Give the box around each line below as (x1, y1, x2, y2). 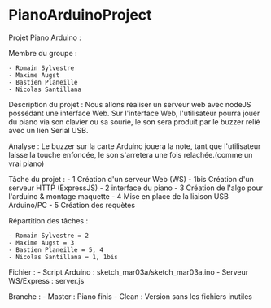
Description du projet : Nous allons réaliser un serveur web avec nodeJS (8, 99, 251, 109)
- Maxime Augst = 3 (8, 238, 75, 247)
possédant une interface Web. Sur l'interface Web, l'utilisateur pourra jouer (8, 108, 260, 118)
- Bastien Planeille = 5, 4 (8, 245, 104, 254)
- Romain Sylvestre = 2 (8, 232, 90, 240)
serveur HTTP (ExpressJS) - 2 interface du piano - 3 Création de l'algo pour (8, 183, 264, 193)
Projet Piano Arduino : (8, 33, 81, 42)
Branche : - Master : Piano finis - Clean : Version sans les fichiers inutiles (8, 291, 253, 301)
